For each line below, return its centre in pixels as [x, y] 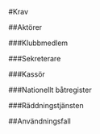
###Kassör [27, 74]
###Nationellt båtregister [50, 90]
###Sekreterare [35, 59]
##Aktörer [25, 27]
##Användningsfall [40, 121]
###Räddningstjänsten [46, 105]
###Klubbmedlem [38, 43]
